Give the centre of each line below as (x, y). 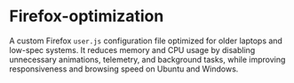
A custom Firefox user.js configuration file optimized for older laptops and (146, 41)
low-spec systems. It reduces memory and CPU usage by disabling (132, 49)
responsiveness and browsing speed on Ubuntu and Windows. (124, 69)
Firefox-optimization (87, 16)
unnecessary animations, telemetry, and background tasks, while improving (147, 59)
